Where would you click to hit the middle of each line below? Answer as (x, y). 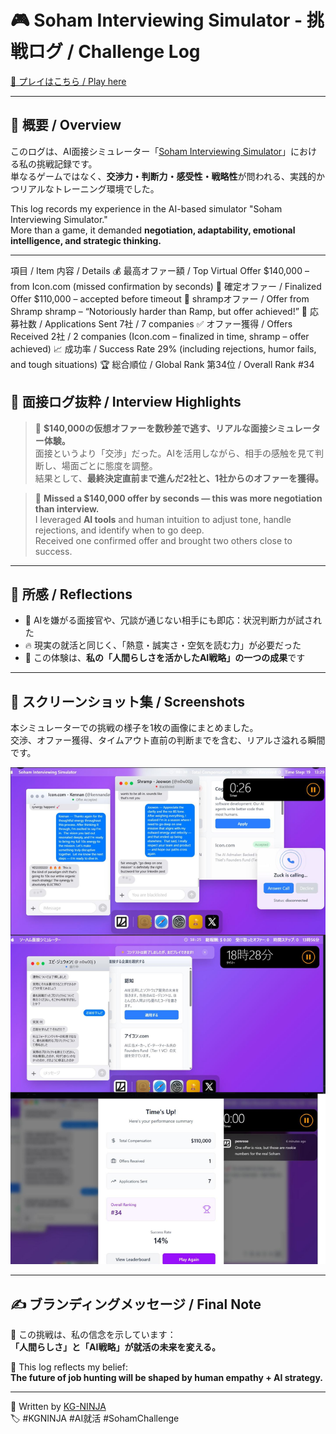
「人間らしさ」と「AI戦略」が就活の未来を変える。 (115, 1347)
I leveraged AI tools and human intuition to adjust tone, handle (163, 519)
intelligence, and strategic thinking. (86, 240)
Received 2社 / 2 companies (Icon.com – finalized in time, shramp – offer (160, 336)
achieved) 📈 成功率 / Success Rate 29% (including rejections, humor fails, (163, 348)
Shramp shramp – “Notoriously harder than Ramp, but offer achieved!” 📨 (159, 311)
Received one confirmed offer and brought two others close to (163, 540)
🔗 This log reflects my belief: (69, 1367)
